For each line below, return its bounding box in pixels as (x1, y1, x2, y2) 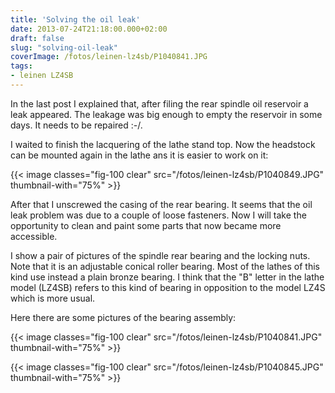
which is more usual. (10, 292, 96, 304)
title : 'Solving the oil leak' (10, 14, 141, 25)
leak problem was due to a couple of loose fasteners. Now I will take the (10, 209, 307, 221)
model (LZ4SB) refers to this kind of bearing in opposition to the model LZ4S (10, 281, 326, 293)
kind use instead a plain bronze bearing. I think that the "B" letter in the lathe (10, 271, 325, 283)
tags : (10, 61, 33, 71)
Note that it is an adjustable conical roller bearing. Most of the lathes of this (10, 260, 320, 272)
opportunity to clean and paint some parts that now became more (10, 219, 282, 231)
